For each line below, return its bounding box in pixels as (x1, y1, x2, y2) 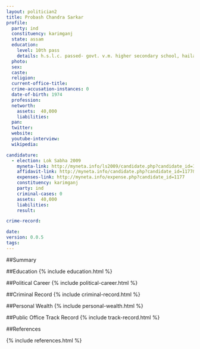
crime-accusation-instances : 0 (11, 86, 89, 92)
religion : (11, 75, 36, 81)
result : (17, 207, 36, 213)
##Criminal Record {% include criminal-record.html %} (6, 291, 141, 298)
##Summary (6, 256, 37, 263)
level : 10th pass (17, 48, 60, 54)
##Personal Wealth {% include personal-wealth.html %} (6, 302, 144, 309)
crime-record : (6, 218, 42, 224)
